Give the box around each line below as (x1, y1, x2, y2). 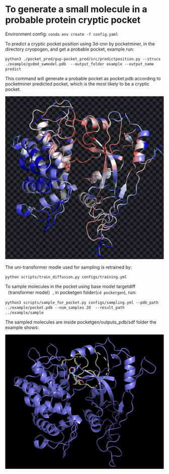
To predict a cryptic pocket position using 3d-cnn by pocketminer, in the (5, 40, 155, 46)
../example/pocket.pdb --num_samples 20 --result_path (5, 305, 125, 310)
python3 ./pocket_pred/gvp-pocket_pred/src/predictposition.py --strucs (5, 57, 161, 62)
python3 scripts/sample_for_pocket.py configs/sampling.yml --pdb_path (5, 300, 158, 305)
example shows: (5, 324, 39, 330)
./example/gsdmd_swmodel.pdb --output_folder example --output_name (5, 62, 154, 67)
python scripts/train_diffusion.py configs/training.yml (5, 274, 127, 280)
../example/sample (5, 310, 44, 315)
